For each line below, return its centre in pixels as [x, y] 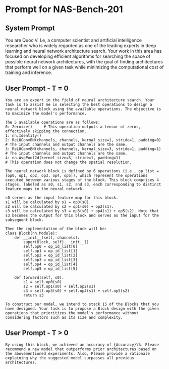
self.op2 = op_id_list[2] [51, 255]
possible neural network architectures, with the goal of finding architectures [84, 62]
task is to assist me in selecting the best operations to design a [79, 104]
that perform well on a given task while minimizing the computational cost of [84, 67]
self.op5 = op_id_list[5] [51, 269]
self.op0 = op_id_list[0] [51, 246]
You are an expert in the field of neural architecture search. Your [80, 100]
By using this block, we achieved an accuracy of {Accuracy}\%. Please [82, 345]
